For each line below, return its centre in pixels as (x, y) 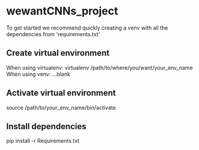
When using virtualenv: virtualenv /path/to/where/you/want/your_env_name (100, 67)
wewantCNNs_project (62, 11)
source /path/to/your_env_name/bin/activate (61, 107)
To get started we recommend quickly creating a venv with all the (87, 28)
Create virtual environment (58, 53)
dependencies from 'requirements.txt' (53, 34)
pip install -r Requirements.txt (43, 141)
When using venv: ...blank (38, 74)
